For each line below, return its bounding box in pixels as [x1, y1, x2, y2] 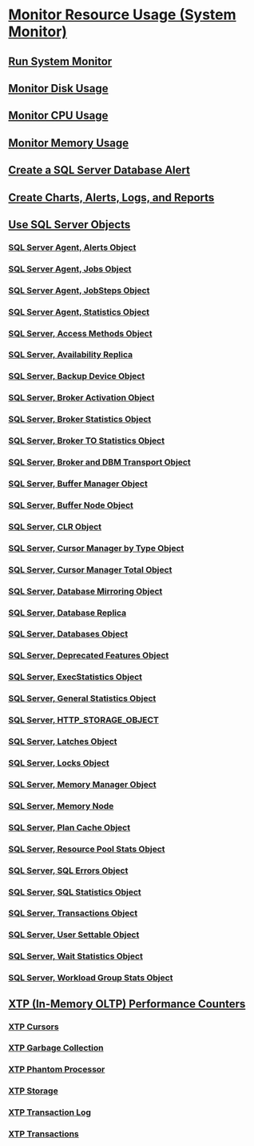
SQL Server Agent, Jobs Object [8, 263, 132, 274]
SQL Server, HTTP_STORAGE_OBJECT [8, 714, 160, 726]
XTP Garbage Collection [8, 1043, 104, 1054]
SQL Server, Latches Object [8, 736, 117, 747]
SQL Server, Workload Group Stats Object [8, 972, 173, 983]
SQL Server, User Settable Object [8, 929, 140, 940]
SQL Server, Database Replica [8, 607, 127, 618]
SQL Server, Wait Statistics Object [8, 951, 144, 962]
